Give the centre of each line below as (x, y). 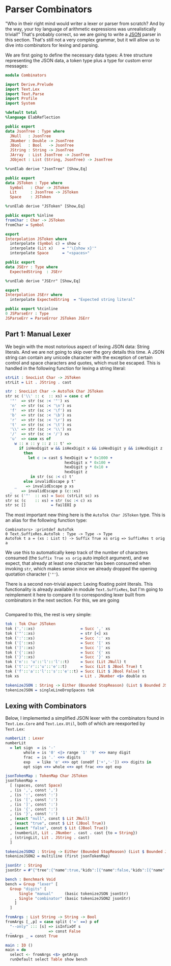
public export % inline (29, 216)
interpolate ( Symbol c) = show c (45, 244)
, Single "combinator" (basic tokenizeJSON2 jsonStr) (73, 898)
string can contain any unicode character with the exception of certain (79, 357)
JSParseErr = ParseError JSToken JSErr (48, 318)
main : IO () (19, 945)
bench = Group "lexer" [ (32, 884)
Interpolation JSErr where (34, 295)
